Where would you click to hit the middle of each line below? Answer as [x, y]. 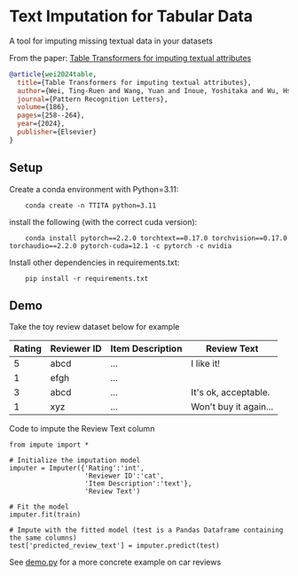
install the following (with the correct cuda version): [103, 222]
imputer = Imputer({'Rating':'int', [77, 468]
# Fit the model [39, 507]
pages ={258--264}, [51, 116]
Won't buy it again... [232, 407]
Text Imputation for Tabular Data [131, 16]
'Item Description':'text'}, [138, 484]
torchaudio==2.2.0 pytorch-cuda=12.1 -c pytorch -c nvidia [121, 245]
